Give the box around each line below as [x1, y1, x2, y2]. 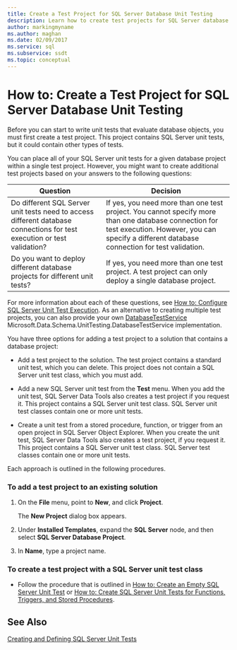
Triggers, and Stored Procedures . [17, 596, 115, 604]
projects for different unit [11, 271, 94, 281]
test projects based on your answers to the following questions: [7, 169, 192, 178]
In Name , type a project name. [17, 546, 107, 555]
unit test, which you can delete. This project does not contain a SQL [17, 363, 215, 371]
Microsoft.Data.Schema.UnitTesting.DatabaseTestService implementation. [7, 320, 222, 329]
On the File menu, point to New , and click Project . [17, 498, 164, 506]
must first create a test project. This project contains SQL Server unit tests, [7, 132, 225, 141]
